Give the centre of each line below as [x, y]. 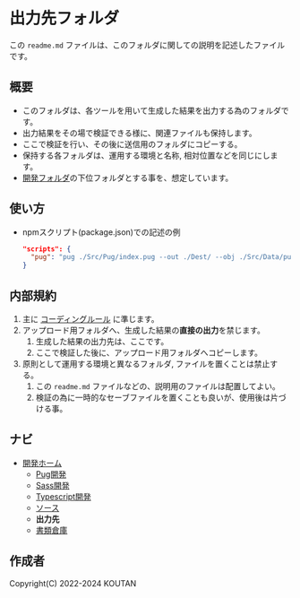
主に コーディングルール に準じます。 [90, 319]
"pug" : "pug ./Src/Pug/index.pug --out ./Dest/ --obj [133, 257]
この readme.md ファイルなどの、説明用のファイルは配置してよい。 [158, 386]
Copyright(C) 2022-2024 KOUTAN [73, 583]
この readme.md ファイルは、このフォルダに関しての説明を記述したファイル [147, 45]
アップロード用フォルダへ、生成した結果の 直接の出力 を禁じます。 [144, 330]
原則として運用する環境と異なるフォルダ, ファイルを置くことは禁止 [146, 364]
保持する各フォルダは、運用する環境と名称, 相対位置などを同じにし [146, 155]
